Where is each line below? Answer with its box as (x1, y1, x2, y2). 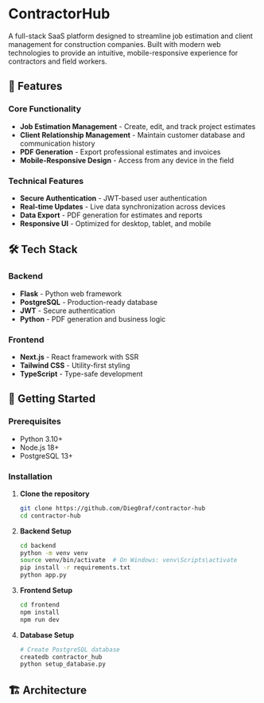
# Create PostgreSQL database (19, 646, 121, 654)
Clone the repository (19, 489, 90, 498)
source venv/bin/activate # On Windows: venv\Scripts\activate (19, 557, 238, 564)
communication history (19, 139, 95, 148)
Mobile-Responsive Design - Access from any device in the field (19, 155, 235, 165)
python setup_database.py (19, 660, 106, 669)
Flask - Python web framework (19, 288, 122, 299)
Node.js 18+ (19, 443, 60, 452)
